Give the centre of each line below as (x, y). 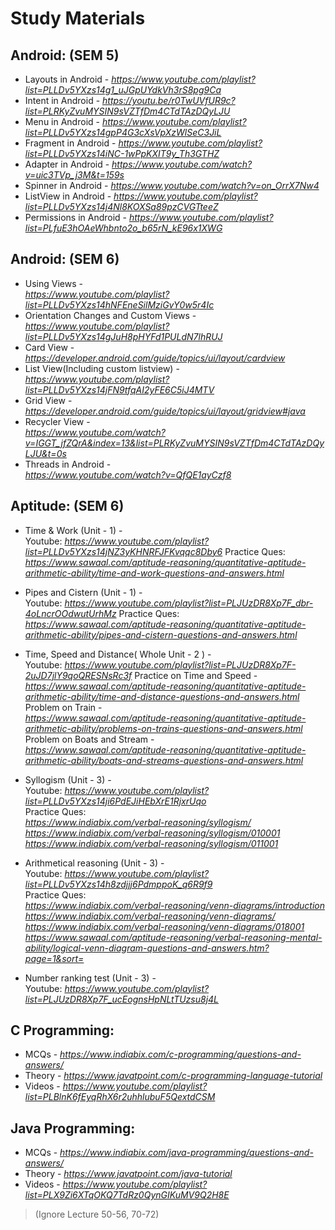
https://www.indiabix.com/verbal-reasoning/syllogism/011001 (151, 843)
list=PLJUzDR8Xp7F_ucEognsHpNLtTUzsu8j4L (122, 999)
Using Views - (53, 283)
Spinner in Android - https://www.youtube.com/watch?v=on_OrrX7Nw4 (172, 185)
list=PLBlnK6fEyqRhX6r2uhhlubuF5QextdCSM (120, 1097)
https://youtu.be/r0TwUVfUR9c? (169, 100)
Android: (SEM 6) (65, 259)
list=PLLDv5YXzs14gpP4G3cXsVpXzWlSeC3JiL (123, 132)
